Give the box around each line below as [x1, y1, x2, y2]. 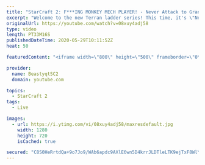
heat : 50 [6, 43, 29, 50]
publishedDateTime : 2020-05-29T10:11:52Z [6, 37, 113, 43]
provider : [6, 65, 32, 71]
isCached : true [17, 138, 56, 144]
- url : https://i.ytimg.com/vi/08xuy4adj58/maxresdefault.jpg [12, 121, 173, 127]
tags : [6, 99, 20, 105]
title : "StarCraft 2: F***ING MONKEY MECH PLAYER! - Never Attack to [6, 9, 187, 15]
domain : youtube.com [12, 76, 64, 82]
